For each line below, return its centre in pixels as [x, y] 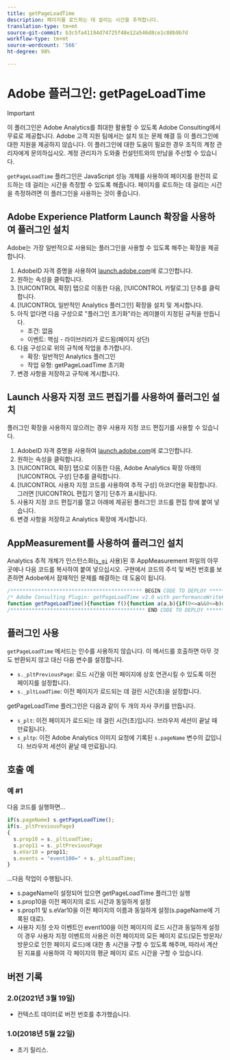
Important [21, 113]
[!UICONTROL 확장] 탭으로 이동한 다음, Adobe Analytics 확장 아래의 [109, 468]
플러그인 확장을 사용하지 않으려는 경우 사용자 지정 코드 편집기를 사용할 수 [104, 428]
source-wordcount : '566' [42, 45]
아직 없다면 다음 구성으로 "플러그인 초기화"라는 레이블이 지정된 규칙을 [109, 313]
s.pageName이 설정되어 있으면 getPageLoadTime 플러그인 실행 [103, 893]
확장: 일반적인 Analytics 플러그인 [71, 356]
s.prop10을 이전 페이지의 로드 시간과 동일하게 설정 [84, 902]
